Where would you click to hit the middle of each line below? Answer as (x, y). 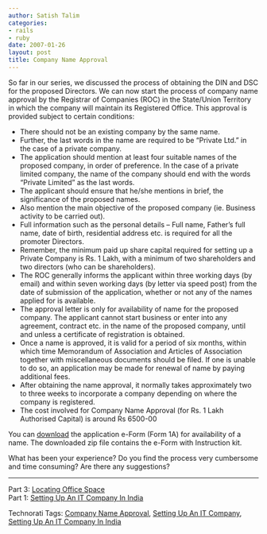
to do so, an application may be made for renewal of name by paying (132, 368)
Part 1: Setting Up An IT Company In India (76, 497)
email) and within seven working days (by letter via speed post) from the (138, 284)
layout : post (30, 52)
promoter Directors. (52, 241)
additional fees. (45, 376)
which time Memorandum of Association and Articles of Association (131, 351)
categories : (28, 23)
